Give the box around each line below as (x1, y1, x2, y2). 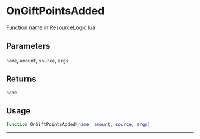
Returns (6, 74, 37, 84)
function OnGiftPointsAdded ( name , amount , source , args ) (6, 122, 151, 128)
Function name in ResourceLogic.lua (6, 24, 96, 31)
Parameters (6, 41, 51, 51)
